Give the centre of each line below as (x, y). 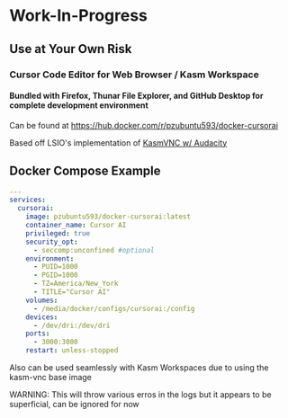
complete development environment (79, 105)
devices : (42, 317)
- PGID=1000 (55, 275)
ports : (38, 334)
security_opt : (52, 242)
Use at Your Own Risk (71, 49)
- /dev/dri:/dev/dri (72, 325)
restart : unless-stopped (72, 351)
